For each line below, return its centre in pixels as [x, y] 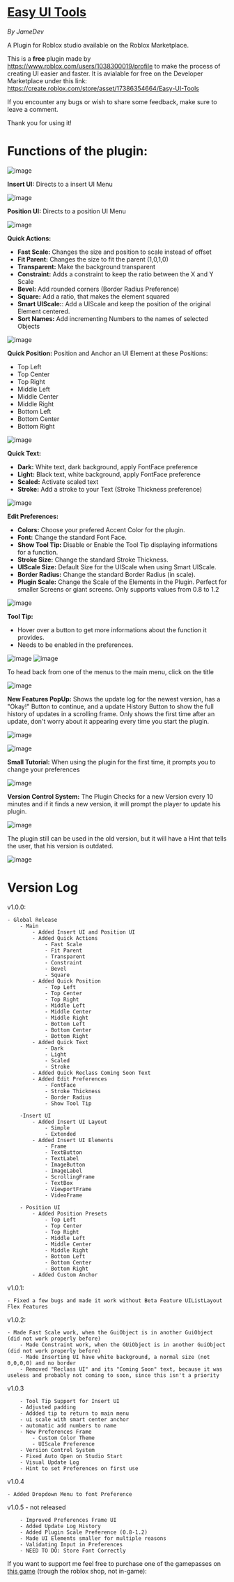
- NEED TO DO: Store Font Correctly [73, 1551]
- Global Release [32, 920]
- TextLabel [62, 1158]
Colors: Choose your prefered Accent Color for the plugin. [101, 529]
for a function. [38, 552]
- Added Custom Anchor [65, 1275]
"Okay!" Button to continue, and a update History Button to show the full [110, 706]
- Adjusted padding [48, 1407]
